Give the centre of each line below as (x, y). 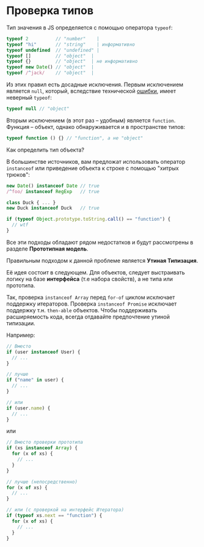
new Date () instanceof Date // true (53, 186)
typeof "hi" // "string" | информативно (71, 44)
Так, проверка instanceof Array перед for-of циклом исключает (91, 297)
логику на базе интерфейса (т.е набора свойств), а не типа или (89, 279)
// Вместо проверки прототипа (45, 442)
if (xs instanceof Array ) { (42, 448)
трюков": (18, 174)
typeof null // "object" (38, 109)
